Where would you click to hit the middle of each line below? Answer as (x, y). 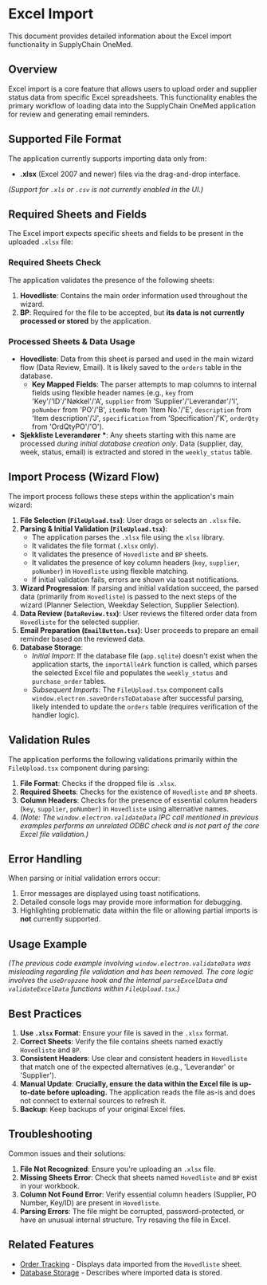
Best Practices (45, 1014)
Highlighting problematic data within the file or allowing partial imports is (139, 910)
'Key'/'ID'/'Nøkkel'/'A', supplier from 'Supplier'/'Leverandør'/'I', (135, 401)
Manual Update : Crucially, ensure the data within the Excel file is (129, 1084)
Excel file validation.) (54, 834)
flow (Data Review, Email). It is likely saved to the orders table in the (130, 367)
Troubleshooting (51, 1134)
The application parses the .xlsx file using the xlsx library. (128, 537)
